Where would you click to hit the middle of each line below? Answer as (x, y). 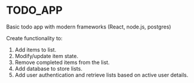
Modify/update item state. (47, 56)
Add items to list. (36, 50)
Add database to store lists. (48, 68)
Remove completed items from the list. (62, 62)
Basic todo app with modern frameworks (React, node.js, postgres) (89, 27)
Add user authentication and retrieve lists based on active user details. (101, 75)
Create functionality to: (34, 38)
